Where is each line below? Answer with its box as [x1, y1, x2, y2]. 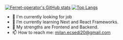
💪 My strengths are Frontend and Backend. [12, 24, 99, 30]
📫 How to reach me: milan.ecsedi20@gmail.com [12, 29, 111, 35]
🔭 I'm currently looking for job [12, 14, 72, 19]
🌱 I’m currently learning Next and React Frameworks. [12, 19, 119, 25]
